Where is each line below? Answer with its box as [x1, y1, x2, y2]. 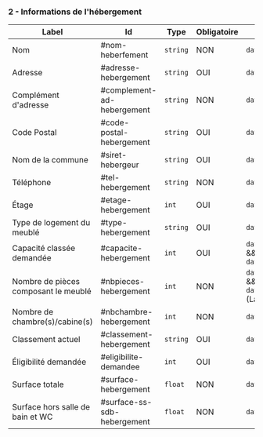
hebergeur [100, 159, 139, 170]
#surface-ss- [100, 397, 153, 408]
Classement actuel [12, 334, 81, 345]
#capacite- [100, 242, 143, 253]
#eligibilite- [100, 351, 143, 362]
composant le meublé [12, 286, 92, 297]
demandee [100, 362, 140, 373]
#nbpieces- [100, 276, 145, 287]
